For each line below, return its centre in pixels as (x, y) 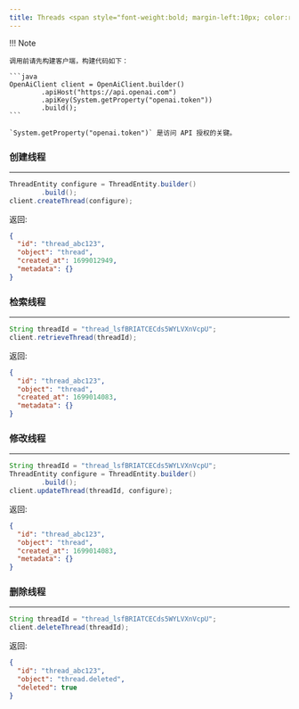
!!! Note (23, 43)
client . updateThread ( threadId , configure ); (91, 491)
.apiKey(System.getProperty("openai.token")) (127, 100)
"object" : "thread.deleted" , (71, 679)
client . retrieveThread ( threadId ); (73, 337)
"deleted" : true (47, 688)
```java (24, 77)
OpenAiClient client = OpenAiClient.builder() (97, 84)
